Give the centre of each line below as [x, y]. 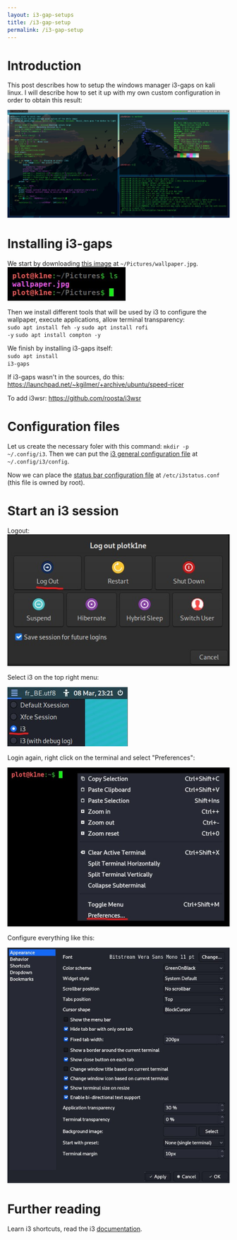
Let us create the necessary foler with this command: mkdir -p [98, 446]
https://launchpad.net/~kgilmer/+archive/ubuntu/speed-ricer [96, 384]
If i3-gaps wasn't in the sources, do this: [66, 377]
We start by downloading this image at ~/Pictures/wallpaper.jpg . [103, 263]
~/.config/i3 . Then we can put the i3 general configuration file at [103, 454]
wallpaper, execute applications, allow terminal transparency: [96, 319]
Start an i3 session [63, 510]
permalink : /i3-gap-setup [45, 30]
